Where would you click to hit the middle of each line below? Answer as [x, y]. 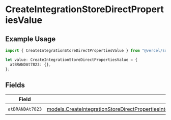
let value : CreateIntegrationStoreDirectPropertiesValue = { [72, 59]
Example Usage [31, 39]
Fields [15, 85]
